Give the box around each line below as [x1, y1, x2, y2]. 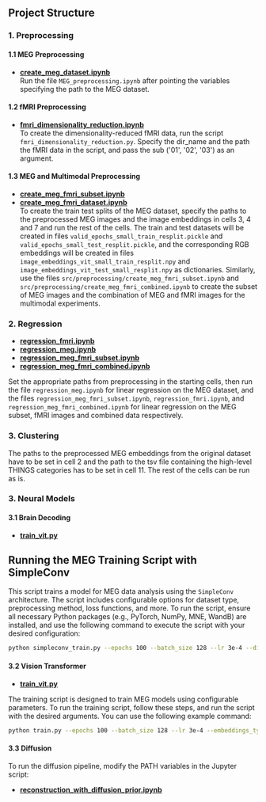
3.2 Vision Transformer [8, 661, 87, 671]
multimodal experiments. [19, 298, 101, 308]
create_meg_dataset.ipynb [19, 67, 111, 77]
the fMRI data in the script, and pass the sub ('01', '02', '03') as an [19, 145, 235, 154]
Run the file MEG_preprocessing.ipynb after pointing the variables [19, 75, 230, 86]
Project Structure [8, 6, 95, 20]
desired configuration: [8, 629, 81, 638]
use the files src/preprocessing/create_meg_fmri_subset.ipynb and [19, 273, 239, 283]
